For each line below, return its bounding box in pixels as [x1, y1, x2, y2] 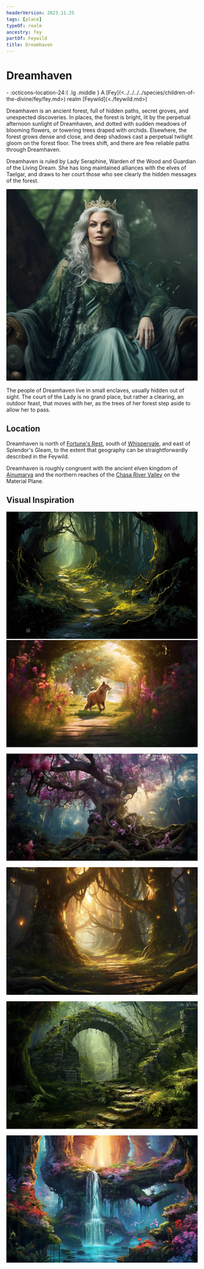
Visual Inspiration [6, 495, 75, 506]
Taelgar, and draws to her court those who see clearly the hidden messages [6, 170, 197, 177]
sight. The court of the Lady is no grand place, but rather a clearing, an [6, 393, 184, 401]
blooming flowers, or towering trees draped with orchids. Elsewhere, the [6, 126, 187, 134]
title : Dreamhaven [6, 42, 53, 48]
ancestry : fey [6, 29, 42, 35]
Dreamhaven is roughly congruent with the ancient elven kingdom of [6, 464, 178, 472]
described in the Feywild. [6, 453, 70, 460]
